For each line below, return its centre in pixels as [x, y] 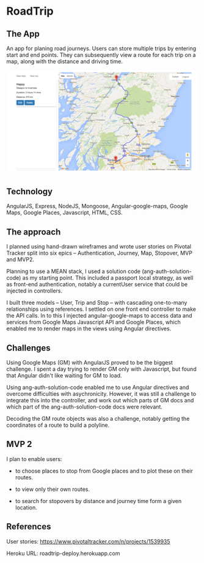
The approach [34, 232]
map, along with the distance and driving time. [65, 61]
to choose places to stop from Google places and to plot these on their [104, 471]
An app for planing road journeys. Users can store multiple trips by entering [101, 48]
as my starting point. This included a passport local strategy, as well [108, 278]
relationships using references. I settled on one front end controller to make [101, 309]
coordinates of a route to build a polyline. [58, 425]
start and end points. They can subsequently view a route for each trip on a [101, 55]
